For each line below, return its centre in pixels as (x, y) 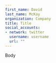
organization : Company (28, 19)
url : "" (17, 42)
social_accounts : (23, 28)
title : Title (18, 23)
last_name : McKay (23, 14)
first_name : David (24, 10)
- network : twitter (25, 32)
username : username (29, 37)
